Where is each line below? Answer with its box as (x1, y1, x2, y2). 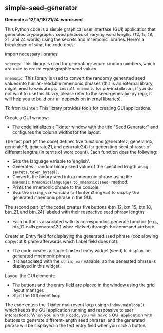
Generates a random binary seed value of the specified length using (12, 163, 149, 169)
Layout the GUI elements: (5, 272, 56, 279)
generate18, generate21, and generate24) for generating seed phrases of (5, 143, 151, 150)
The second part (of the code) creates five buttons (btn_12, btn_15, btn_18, (5, 204, 152, 210)
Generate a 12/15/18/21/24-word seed (5, 17, 83, 22)
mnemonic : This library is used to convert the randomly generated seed (5, 75, 145, 81)
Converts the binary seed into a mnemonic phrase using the (12, 174, 132, 179)
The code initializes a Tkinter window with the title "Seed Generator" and (12, 124, 158, 130)
